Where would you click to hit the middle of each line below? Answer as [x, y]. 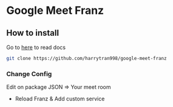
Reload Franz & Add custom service [60, 99]
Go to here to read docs [36, 47]
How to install [33, 33]
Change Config [29, 74]
